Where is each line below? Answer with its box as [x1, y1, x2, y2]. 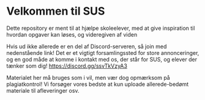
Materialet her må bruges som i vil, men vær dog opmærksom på [6, 74, 170, 81]
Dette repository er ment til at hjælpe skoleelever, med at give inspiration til [6, 24, 195, 32]
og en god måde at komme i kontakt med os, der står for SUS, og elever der [6, 55, 198, 63]
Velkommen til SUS [6, 4, 105, 18]
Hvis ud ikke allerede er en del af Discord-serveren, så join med [6, 43, 167, 50]
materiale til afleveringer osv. [6, 87, 80, 94]
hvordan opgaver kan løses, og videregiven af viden [6, 30, 138, 38]
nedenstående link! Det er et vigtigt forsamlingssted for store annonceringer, [6, 49, 199, 56]
